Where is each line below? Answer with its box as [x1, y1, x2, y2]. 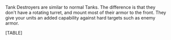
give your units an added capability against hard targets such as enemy [5, 15, 156, 20]
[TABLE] [5, 30, 23, 35]
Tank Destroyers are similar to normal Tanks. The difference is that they [5, 4, 156, 10]
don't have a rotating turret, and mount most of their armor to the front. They [5, 9, 166, 15]
